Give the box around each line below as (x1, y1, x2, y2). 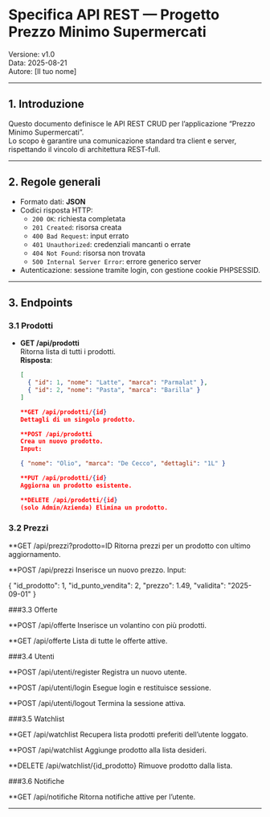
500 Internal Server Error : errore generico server (31, 256, 202, 266)
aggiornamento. (8, 549, 62, 559)
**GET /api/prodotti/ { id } (19, 408, 107, 416)
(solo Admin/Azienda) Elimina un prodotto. (19, 503, 169, 512)
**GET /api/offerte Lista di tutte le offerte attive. (8, 636, 168, 646)
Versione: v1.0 (8, 49, 55, 59)
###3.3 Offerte (8, 604, 58, 614)
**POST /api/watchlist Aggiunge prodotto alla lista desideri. (8, 745, 207, 754)
